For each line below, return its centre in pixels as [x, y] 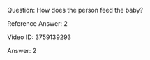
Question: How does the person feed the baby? [75, 10]
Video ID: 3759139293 [39, 37]
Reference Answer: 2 [37, 23]
